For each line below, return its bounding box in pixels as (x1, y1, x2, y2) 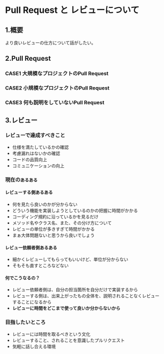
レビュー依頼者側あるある (5, 244, 57, 250)
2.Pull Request (5, 54, 51, 63)
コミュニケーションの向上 (12, 163, 65, 169)
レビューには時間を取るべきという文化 (12, 331, 90, 337)
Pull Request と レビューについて (5, 4, 140, 16)
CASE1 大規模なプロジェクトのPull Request (5, 70, 109, 77)
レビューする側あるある (5, 189, 53, 195)
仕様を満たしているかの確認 (12, 144, 69, 150)
